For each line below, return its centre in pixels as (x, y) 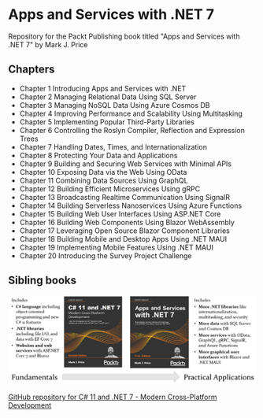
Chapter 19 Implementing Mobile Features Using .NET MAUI (117, 247)
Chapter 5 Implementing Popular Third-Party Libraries (107, 122)
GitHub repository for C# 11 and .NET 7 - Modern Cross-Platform (113, 397)
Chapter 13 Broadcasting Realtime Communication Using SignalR (125, 197)
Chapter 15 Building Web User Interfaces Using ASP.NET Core (120, 213)
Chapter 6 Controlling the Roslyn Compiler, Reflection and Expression (132, 130)
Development (30, 405)
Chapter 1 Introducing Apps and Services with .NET (103, 88)
